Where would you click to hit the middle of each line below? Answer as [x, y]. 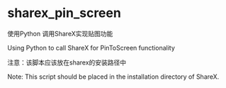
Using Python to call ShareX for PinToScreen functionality [91, 48]
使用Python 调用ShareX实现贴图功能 [60, 33]
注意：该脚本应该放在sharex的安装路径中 [67, 62]
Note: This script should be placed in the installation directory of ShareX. [113, 77]
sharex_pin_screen [64, 13]
